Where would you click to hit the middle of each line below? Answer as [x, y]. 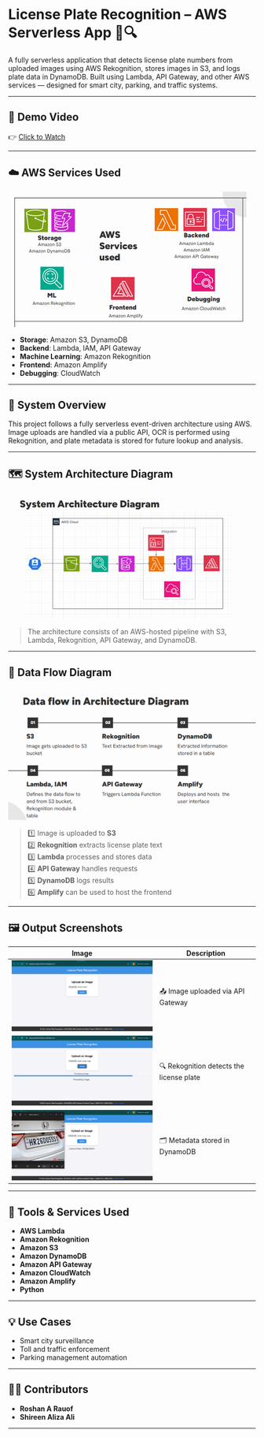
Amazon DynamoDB [53, 1256]
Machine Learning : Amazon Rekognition [85, 356]
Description [205, 953]
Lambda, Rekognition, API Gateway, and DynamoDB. [112, 641]
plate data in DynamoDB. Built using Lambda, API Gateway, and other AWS [129, 76]
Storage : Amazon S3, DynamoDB [73, 340]
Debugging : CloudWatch [60, 373]
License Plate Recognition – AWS [118, 15]
